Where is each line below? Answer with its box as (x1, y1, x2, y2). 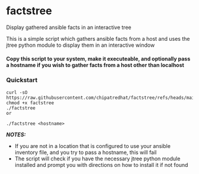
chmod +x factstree (6, 99, 54, 106)
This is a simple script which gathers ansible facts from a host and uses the (6, 35, 190, 42)
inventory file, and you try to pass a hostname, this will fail (14, 149, 157, 156)
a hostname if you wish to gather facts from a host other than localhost (6, 61, 185, 69)
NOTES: (6, 131, 26, 138)
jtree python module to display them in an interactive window (6, 41, 155, 49)
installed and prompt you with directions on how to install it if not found (14, 161, 188, 168)
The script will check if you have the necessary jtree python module (14, 155, 181, 162)
